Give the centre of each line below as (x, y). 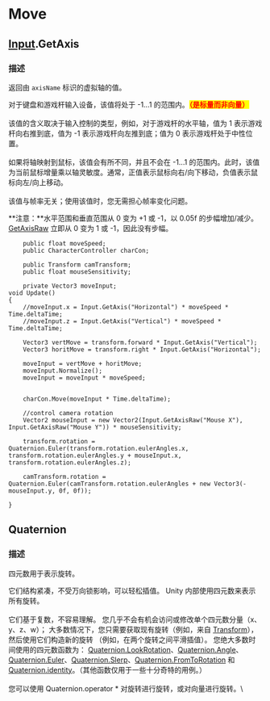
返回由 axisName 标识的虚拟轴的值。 (67, 87)
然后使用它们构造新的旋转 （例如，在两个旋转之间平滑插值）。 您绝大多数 (129, 640)
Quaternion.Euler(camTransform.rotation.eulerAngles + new (110, 484)
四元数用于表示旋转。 (44, 573)
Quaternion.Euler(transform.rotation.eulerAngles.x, (99, 448)
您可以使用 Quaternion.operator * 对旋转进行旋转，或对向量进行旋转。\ (126, 688)
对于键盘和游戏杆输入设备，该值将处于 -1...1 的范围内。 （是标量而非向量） (129, 104)
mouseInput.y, (32, 491)
